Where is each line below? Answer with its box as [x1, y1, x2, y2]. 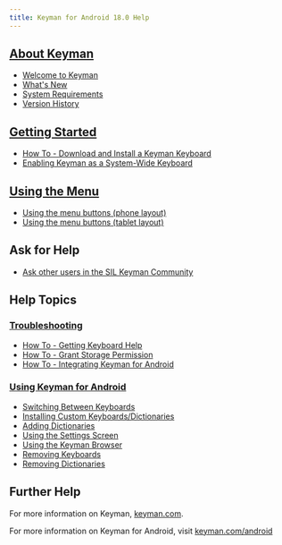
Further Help [9, 484, 81, 499]
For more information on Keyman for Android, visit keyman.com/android [9, 525, 273, 536]
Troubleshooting [9, 319, 83, 332]
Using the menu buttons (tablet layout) [21, 217, 164, 228]
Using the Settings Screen [21, 430, 119, 440]
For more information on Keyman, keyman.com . [9, 507, 184, 519]
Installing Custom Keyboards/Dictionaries [21, 411, 175, 422]
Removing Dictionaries [21, 458, 105, 469]
